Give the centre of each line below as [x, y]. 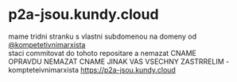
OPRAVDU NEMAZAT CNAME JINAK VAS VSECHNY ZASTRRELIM [116, 61]
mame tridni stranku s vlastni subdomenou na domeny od [103, 36]
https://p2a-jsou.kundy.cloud [128, 69]
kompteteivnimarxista [44, 69]
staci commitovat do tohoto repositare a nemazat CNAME [103, 53]
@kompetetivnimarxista [47, 44]
